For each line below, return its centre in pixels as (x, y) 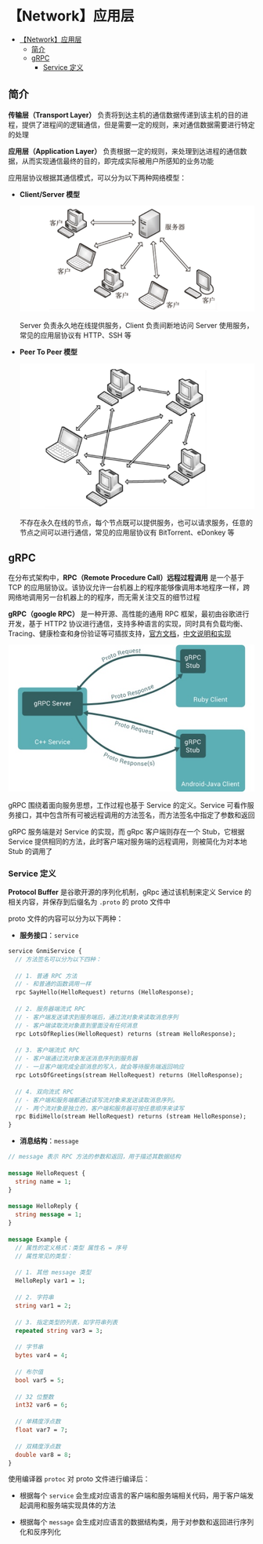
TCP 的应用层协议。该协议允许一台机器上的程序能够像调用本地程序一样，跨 (129, 588)
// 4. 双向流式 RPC (45, 1092)
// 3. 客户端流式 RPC (47, 1050)
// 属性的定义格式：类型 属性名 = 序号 (71, 1248)
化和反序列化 (40, 1532)
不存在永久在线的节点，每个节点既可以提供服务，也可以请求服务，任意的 (136, 523)
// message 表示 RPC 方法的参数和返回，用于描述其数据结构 (95, 1157)
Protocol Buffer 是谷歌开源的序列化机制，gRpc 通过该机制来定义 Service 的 (130, 892)
